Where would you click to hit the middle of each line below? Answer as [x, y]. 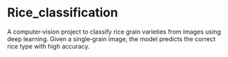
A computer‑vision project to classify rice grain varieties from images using [114, 32]
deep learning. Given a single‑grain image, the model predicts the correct [112, 38]
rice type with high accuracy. [48, 46]
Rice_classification [63, 13]
